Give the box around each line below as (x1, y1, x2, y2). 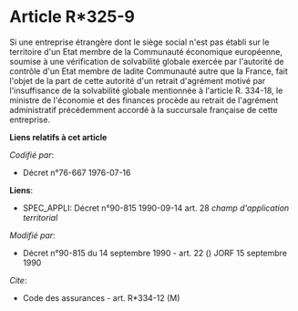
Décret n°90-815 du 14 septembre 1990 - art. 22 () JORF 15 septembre (22, 247, 288, 258)
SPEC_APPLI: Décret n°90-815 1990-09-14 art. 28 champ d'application (22, 202, 290, 213)
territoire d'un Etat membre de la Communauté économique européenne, (9, 46, 283, 57)
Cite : (9, 275, 27, 285)
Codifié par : (9, 149, 55, 161)
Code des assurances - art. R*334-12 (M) (22, 292, 180, 303)
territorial (22, 212, 58, 223)
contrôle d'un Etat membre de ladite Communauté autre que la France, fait (9, 66, 289, 77)
